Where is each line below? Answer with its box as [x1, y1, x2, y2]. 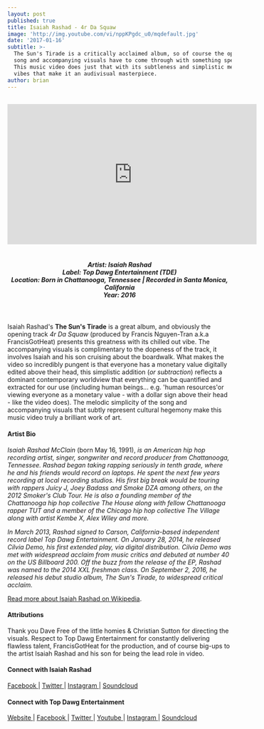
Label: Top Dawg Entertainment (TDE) [62, 268, 177, 276]
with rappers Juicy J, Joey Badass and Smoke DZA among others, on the [7, 483, 223, 492]
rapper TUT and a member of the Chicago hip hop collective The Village [7, 506, 221, 515]
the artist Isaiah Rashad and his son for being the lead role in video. [7, 649, 205, 658]
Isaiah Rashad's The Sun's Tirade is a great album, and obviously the [7, 322, 211, 331]
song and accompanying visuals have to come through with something [14, 57, 221, 64]
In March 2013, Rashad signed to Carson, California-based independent [7, 527, 220, 536]
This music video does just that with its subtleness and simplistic [14, 63, 224, 71]
